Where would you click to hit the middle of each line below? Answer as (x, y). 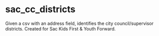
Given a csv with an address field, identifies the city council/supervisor (80, 23)
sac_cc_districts (40, 9)
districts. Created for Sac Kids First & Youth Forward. (60, 28)
